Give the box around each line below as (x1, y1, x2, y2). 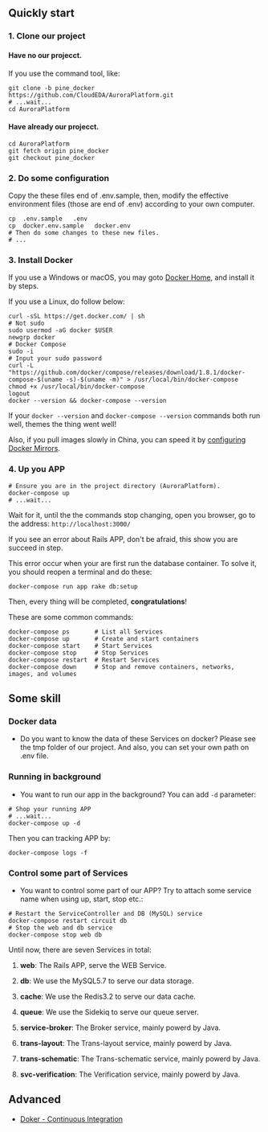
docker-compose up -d (8, 819, 81, 827)
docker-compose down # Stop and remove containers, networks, (8, 662, 235, 671)
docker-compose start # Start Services (8, 642, 152, 650)
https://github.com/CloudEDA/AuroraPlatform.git (8, 91, 174, 99)
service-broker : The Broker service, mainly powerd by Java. (19, 1023, 221, 1032)
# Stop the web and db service (8, 924, 113, 932)
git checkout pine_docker (8, 154, 95, 162)
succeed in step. (8, 543, 63, 552)
